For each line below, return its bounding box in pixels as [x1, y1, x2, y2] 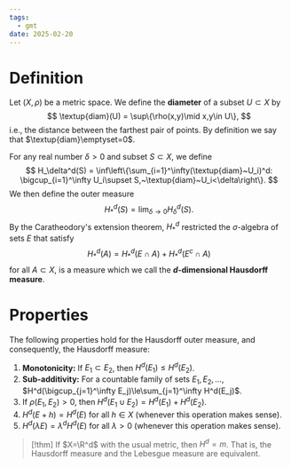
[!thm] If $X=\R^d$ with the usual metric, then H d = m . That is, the [30, 437, 272, 449]
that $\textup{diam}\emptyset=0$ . [9, 134, 136, 145]
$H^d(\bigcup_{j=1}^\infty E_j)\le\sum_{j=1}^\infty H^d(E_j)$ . [21, 385, 242, 396]
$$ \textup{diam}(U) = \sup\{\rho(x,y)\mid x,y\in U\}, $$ [47, 111, 251, 122]
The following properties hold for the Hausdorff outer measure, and [9, 334, 256, 344]
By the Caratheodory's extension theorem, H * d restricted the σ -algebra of [9, 219, 279, 234]
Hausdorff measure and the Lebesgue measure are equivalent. [30, 448, 261, 459]
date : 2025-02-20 [9, 29, 74, 38]
